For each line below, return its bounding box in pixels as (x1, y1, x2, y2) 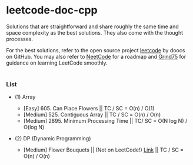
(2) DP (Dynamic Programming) (14, 135, 91, 142)
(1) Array (14, 93, 36, 100)
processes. (6, 35, 34, 42)
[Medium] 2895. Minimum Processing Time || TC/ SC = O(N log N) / (23, 117, 188, 124)
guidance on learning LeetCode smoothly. (6, 59, 108, 66)
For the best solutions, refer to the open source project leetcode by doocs (6, 46, 185, 53)
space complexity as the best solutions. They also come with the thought (6, 29, 184, 36)
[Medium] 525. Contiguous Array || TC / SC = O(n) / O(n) (23, 111, 161, 118)
